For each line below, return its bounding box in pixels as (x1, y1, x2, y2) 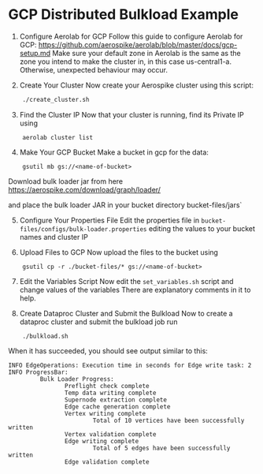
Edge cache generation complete (64, 402, 171, 411)
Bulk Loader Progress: (39, 375, 114, 383)
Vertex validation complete (64, 430, 157, 439)
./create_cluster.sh (22, 95, 90, 103)
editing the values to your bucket (148, 223, 256, 233)
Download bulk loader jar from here (8, 176, 124, 186)
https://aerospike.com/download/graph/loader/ (8, 185, 161, 194)
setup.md (19, 48, 51, 58)
